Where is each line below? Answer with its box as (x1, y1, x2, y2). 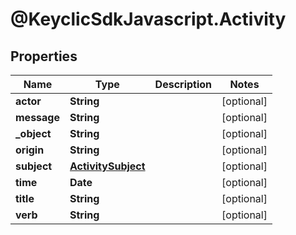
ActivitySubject (69, 159, 146, 173)
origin (15, 143, 45, 157)
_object (15, 127, 52, 140)
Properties (10, 48, 78, 65)
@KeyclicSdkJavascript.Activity (10, 8, 287, 31)
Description (154, 78, 213, 91)
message (15, 111, 60, 124)
